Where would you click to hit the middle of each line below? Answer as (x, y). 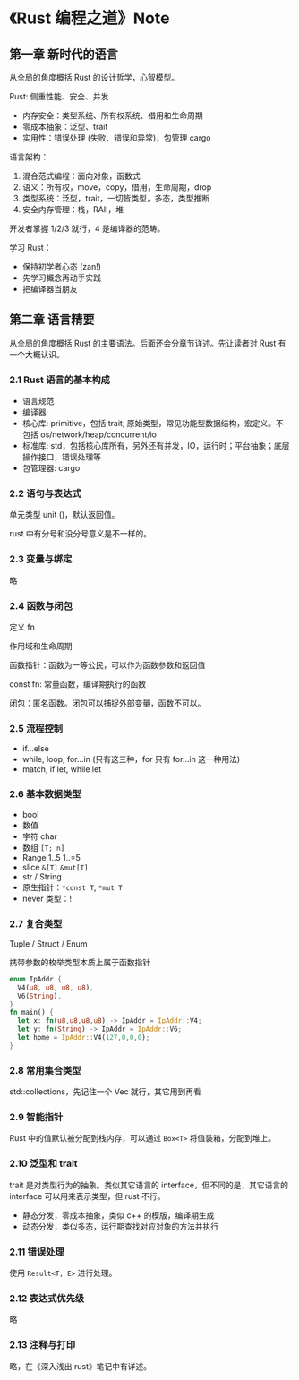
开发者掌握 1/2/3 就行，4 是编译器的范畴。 (87, 228)
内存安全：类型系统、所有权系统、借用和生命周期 (112, 116)
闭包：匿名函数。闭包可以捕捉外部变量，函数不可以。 (107, 703)
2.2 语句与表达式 (46, 493)
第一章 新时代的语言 (64, 54)
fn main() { (31, 1013)
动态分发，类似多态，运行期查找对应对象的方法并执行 (120, 1226)
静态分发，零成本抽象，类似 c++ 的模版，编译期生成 (118, 1215)
